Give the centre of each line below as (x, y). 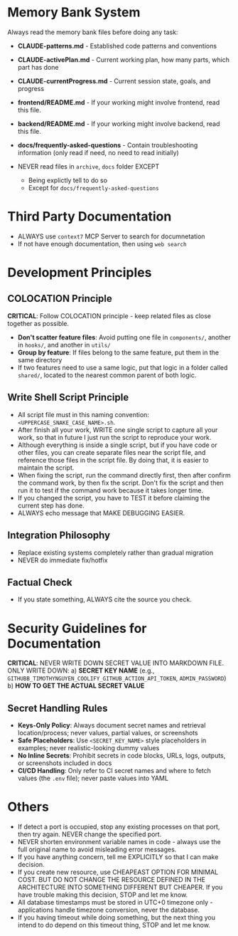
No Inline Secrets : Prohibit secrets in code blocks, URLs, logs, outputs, (121, 756)
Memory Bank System (74, 12)
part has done (38, 67)
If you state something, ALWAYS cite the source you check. (104, 599)
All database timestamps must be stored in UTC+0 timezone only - (115, 902)
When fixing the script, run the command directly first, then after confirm (124, 475)
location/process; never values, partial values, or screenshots (108, 733)
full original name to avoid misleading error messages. (97, 849)
